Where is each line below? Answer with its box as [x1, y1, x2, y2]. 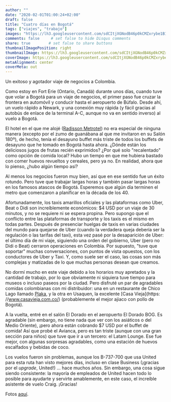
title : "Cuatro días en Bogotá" [5, 21, 74, 27]
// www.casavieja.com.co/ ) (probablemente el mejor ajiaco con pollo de [5, 296, 154, 302]
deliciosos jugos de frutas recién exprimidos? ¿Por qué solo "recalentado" [5, 147, 161, 153]
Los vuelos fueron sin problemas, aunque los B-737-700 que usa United [5, 354, 157, 360]
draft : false [5, 17, 33, 22]
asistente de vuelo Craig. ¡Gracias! [5, 381, 77, 387]
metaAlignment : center [5, 60, 53, 65]
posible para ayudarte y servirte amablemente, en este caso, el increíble [5, 376, 157, 382]
